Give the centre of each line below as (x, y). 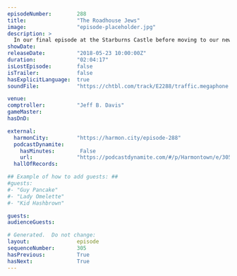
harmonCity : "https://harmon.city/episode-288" (97, 138)
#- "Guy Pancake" (33, 190)
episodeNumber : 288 (47, 14)
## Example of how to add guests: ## (63, 177)
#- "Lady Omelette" (36, 196)
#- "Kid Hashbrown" (36, 203)
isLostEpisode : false (50, 66)
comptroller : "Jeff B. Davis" (66, 106)
